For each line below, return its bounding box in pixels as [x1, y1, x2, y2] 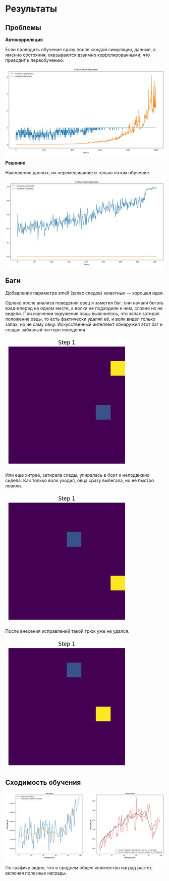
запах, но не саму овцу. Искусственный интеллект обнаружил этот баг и [5, 321, 163, 327]
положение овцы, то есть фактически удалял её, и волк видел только [5, 316, 155, 322]
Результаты [5, 3, 58, 15]
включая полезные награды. [5, 870, 67, 876]
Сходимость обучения [5, 778, 81, 787]
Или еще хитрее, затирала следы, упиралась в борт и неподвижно [5, 472, 150, 478]
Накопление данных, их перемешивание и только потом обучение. [5, 170, 150, 176]
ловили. [5, 482, 22, 489]
